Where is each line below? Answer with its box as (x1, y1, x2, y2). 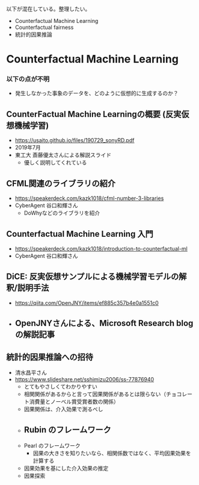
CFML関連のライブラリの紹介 (6, 178, 116, 189)
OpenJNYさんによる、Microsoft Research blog (14, 318, 194, 328)
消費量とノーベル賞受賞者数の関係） (29, 398, 119, 405)
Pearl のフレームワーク (23, 442, 81, 449)
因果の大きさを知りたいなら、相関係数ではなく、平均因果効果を (32, 449, 191, 457)
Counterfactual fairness (14, 23, 74, 31)
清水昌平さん (14, 369, 47, 376)
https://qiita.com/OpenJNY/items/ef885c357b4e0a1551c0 (14, 299, 159, 306)
